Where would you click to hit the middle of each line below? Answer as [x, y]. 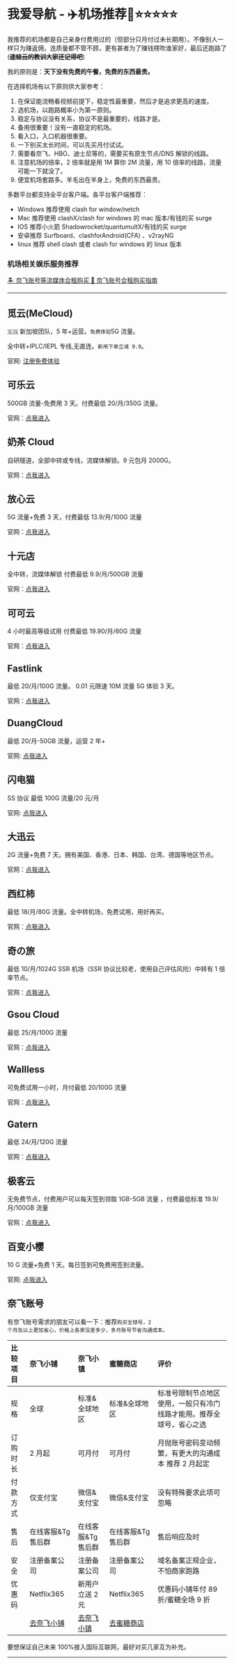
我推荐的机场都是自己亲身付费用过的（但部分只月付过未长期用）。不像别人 [112, 39]
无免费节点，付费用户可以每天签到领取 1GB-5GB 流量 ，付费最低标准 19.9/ [113, 1199]
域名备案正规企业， [189, 1560]
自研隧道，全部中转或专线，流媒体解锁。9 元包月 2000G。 [91, 460]
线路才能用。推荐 [186, 1414]
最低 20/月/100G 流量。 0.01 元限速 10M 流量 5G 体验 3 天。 [93, 686]
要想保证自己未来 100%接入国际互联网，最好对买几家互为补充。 [99, 1647]
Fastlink [25, 668]
